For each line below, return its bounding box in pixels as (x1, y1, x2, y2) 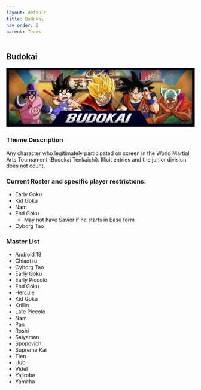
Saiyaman (14, 334, 40, 341)
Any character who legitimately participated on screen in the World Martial (6, 150, 190, 157)
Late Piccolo (14, 308, 46, 315)
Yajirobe (14, 371, 36, 379)
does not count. (6, 162, 45, 169)
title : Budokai (6, 16, 44, 22)
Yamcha (14, 378, 35, 385)
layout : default (6, 10, 47, 16)
